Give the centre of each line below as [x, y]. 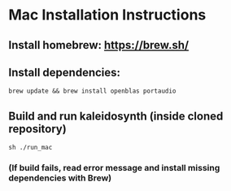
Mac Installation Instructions [107, 15]
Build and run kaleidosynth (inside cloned [116, 116]
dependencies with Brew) [60, 178]
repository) [37, 129]
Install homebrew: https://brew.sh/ [99, 45]
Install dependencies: [64, 72]
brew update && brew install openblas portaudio [92, 91]
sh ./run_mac [31, 148]
